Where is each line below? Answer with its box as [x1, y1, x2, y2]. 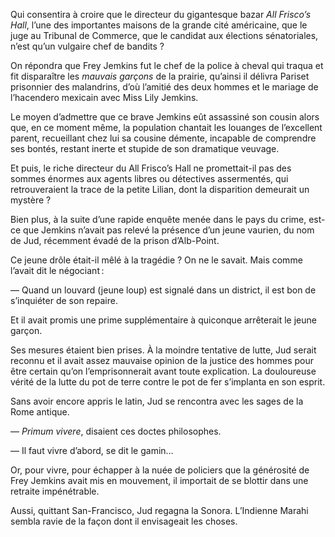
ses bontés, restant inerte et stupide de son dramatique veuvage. [10, 143, 280, 154]
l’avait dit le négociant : [10, 265, 105, 276]
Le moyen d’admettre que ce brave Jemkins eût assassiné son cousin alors [10, 111, 320, 123]
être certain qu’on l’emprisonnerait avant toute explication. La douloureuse [10, 365, 317, 377]
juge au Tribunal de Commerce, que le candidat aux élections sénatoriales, [10, 30, 319, 41]
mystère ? [10, 194, 52, 206]
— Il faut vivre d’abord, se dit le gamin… [10, 445, 174, 456]
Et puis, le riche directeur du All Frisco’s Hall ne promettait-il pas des [10, 162, 292, 174]
